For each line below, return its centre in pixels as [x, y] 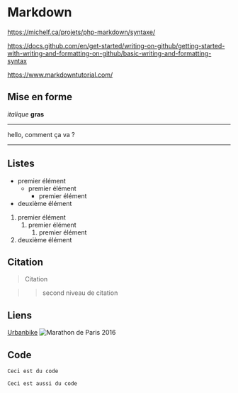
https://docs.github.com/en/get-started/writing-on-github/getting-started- [116, 45]
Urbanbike [23, 333]
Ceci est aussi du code [42, 384]
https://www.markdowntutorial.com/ [60, 75]
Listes [21, 164]
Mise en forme [40, 97]
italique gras [26, 114]
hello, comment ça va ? [41, 134]
